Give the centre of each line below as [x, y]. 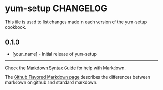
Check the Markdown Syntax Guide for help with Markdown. [65, 68]
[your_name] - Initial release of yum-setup [54, 54]
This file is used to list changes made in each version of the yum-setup [76, 22]
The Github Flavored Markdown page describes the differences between [78, 77]
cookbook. [16, 27]
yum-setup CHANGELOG [56, 8]
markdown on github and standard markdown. [51, 82]
